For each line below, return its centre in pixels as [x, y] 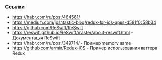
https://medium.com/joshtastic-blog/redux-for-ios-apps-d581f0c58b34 [84, 22]
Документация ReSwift [36, 38]
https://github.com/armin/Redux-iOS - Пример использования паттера [85, 48]
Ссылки [15, 7]
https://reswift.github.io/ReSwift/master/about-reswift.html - [72, 33]
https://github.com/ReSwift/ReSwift [48, 28]
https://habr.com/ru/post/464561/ [46, 17]
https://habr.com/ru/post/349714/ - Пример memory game [71, 43]
